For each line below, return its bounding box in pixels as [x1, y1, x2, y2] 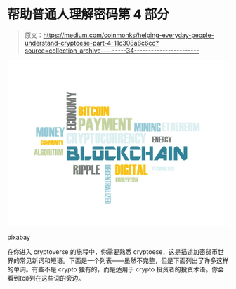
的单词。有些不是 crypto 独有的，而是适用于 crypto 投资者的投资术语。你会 [7, 264, 225, 274]
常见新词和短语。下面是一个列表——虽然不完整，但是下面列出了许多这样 [19, 256, 229, 264]
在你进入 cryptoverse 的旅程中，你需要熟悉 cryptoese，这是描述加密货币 [7, 247, 218, 256]
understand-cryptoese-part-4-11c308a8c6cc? [24, 39, 159, 47]
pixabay [7, 233, 30, 241]
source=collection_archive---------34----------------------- [24, 46, 199, 55]
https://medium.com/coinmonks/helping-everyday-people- [43, 31, 214, 39]
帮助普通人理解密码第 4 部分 [7, 6, 170, 22]
